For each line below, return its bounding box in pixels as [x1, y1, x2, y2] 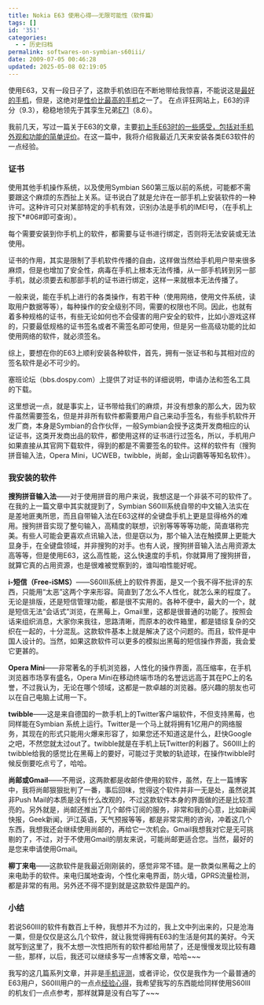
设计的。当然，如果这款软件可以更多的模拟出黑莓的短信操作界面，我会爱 [21, 636, 256, 646]
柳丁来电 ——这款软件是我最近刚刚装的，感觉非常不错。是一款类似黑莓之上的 [8, 861, 256, 871]
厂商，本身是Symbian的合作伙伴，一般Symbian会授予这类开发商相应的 [14, 421, 244, 430]
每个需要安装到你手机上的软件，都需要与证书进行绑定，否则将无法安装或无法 [8, 229, 256, 239]
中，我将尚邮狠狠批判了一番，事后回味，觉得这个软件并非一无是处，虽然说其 [8, 785, 256, 795]
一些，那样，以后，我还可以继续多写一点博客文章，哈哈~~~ [8, 951, 201, 961]
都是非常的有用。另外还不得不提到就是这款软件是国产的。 [8, 880, 194, 891]
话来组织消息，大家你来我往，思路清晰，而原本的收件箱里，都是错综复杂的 [8, 616, 249, 627]
